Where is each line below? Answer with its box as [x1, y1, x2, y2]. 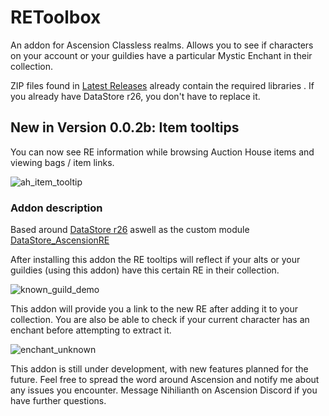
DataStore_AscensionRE [10, 234, 110, 246]
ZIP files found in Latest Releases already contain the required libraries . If [10, 79, 315, 91]
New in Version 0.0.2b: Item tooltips [10, 119, 240, 136]
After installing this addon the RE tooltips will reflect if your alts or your [10, 254, 301, 266]
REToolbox [10, 6, 102, 29]
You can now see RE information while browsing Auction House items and [10, 146, 315, 158]
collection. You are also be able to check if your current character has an [10, 314, 310, 326]
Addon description [10, 201, 103, 215]
